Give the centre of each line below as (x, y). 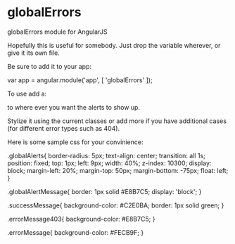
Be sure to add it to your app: (49, 66)
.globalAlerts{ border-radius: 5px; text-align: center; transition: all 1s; (106, 155)
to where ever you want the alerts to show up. (74, 107)
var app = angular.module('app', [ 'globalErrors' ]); (80, 80)
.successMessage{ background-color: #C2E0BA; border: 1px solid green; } (116, 205)
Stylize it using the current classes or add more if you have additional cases (117, 121)
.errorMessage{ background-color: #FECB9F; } (76, 232)
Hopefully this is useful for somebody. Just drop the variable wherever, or (114, 45)
